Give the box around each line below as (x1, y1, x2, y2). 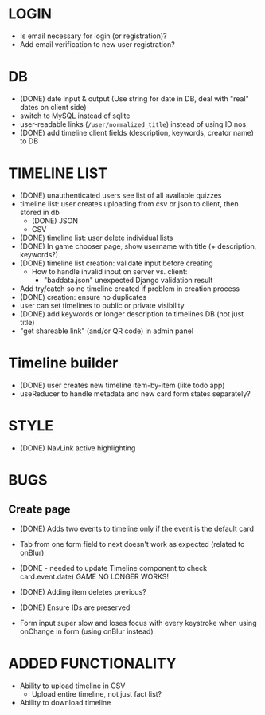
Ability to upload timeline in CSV (19, 681, 126, 690)
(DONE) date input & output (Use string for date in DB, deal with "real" (19, 93, 249, 104)
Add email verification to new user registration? (19, 39, 175, 49)
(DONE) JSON (31, 216, 78, 226)
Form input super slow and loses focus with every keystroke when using (19, 618, 257, 627)
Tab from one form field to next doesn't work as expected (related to (19, 539, 245, 548)
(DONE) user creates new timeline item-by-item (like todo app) (19, 380, 225, 390)
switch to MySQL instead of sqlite (19, 111, 131, 120)
